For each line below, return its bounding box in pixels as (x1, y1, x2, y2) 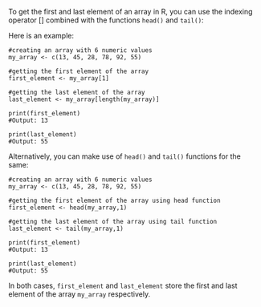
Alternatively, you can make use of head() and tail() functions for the (8, 151, 241, 161)
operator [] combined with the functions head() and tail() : (8, 15, 204, 25)
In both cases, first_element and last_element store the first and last (8, 281, 239, 290)
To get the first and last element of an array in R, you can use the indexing (8, 7, 253, 16)
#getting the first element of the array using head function (8, 196, 221, 204)
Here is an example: (8, 31, 75, 40)
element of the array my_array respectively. (8, 289, 151, 299)
